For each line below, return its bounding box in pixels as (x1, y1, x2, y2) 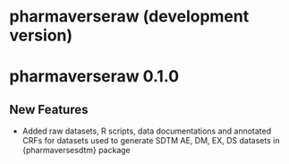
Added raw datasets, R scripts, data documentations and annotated (21, 125, 272, 136)
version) (9, 25, 73, 46)
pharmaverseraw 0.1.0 (9, 66, 180, 87)
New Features (9, 101, 89, 117)
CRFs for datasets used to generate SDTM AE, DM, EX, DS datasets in (21, 135, 280, 146)
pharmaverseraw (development (9, 6, 250, 27)
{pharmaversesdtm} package (21, 145, 132, 156)
